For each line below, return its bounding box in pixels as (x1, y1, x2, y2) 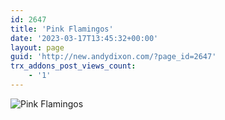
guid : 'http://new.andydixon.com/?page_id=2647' (10, 52, 217, 62)
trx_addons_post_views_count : (10, 61, 137, 71)
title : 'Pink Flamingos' (10, 24, 114, 34)
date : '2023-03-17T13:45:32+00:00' (10, 33, 159, 43)
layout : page (10, 42, 65, 53)
